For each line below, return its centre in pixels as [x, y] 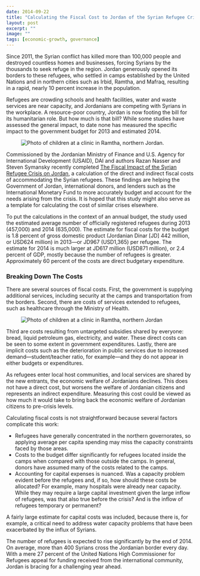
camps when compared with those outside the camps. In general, [95, 461]
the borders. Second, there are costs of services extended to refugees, [93, 302]
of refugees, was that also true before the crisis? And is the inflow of [99, 499]
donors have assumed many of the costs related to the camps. [91, 467]
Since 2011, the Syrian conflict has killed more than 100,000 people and [94, 56]
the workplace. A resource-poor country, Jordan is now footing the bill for [97, 112]
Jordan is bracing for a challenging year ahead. [64, 566]
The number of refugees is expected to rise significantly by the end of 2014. [99, 541]
